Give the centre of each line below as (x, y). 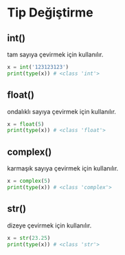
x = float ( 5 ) (26, 124)
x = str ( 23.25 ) (29, 238)
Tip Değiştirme (50, 13)
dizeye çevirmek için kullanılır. (49, 225)
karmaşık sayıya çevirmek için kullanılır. (63, 168)
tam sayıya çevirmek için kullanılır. (55, 54)
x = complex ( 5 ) (29, 181)
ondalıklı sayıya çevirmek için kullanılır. (62, 111)
